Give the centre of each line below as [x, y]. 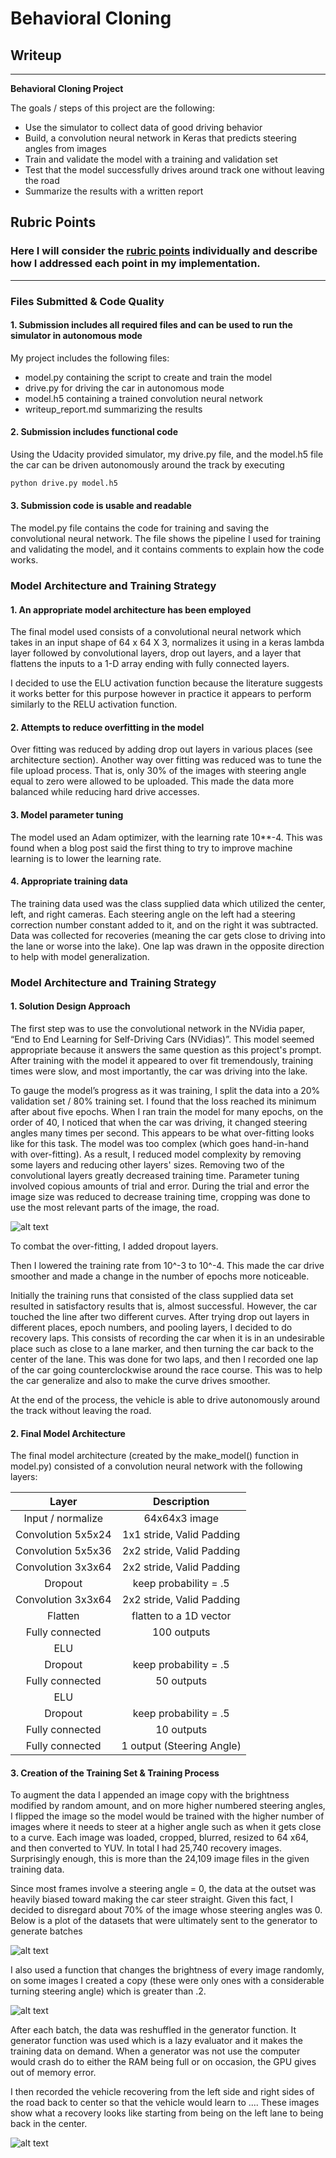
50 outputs [181, 1681]
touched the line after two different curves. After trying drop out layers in [160, 1316]
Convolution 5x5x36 [63, 1551]
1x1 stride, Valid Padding [181, 1535]
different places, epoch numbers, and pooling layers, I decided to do [151, 1327]
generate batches [46, 1931]
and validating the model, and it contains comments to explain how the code [167, 549]
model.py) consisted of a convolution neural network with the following [156, 1466]
